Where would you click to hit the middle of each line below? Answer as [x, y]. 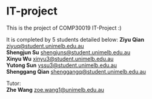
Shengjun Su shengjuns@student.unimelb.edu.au [68, 52]
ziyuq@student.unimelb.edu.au [45, 46]
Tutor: [14, 83]
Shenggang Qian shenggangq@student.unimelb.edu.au [76, 71]
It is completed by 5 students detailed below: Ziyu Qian [75, 39]
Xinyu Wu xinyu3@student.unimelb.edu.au [60, 59]
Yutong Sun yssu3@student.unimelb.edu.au [61, 65]
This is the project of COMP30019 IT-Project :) [64, 28]
